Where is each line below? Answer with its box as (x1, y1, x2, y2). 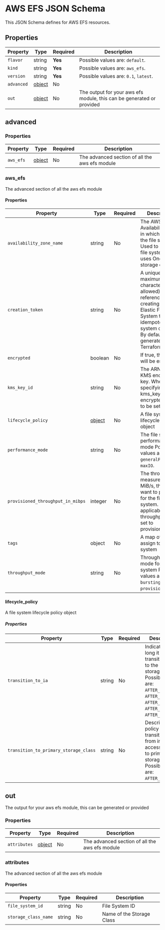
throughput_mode (7, 570, 46, 575)
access (144, 744, 162, 751)
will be (140, 358, 156, 364)
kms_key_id (7, 385, 33, 390)
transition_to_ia (7, 678, 48, 684)
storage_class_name (7, 914, 53, 920)
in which (140, 230, 160, 237)
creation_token (7, 307, 43, 313)
